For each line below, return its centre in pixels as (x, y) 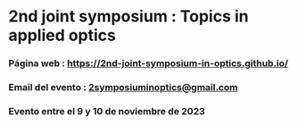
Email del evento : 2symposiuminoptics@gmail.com (123, 88)
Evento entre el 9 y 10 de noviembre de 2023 (107, 111)
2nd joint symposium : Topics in (128, 17)
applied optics (62, 35)
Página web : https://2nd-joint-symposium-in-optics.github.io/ (149, 63)
